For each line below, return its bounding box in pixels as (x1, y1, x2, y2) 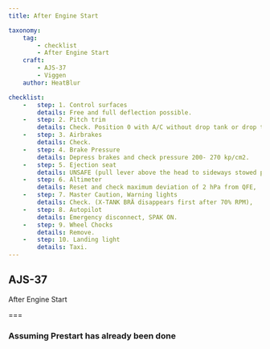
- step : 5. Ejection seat (22, 160, 117, 169)
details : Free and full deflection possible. (37, 108, 193, 117)
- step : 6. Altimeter (22, 176, 103, 184)
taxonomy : (8, 26, 42, 35)
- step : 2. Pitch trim (22, 116, 106, 124)
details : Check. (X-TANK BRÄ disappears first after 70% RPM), (37, 198, 253, 206)
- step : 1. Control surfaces (22, 101, 128, 109)
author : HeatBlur (22, 78, 81, 87)
